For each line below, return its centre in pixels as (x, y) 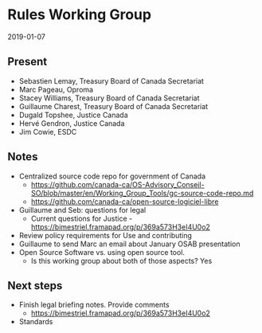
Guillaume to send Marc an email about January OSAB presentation (129, 244)
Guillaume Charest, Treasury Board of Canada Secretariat (113, 106)
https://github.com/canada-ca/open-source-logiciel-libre (125, 202)
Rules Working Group (80, 15)
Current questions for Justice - (82, 218)
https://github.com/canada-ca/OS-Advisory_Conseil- (117, 184)
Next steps (35, 286)
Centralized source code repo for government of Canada (112, 176)
